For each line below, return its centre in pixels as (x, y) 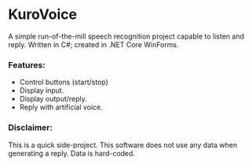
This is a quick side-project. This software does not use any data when (123, 145)
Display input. (42, 90)
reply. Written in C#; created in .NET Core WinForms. (93, 44)
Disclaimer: (31, 127)
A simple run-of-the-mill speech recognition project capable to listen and (126, 36)
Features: (27, 65)
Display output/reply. (53, 99)
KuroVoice (42, 15)
